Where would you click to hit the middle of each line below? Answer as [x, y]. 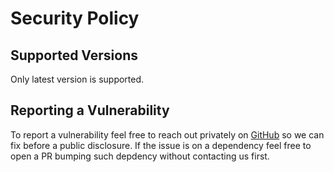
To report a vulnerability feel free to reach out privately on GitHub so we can [167, 134]
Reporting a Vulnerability [90, 110]
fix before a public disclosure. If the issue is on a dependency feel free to [161, 145]
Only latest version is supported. [77, 79]
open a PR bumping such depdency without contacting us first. [140, 156]
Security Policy [75, 18]
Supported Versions [74, 55]
